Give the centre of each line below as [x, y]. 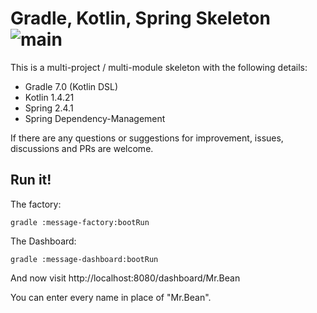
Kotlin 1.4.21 [49, 97]
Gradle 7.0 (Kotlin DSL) [71, 86]
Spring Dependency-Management [95, 118]
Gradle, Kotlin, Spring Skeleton [140, 18]
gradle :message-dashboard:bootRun [84, 259]
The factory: [36, 204]
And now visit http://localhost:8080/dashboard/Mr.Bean [125, 278]
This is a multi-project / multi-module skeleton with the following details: [159, 67]
